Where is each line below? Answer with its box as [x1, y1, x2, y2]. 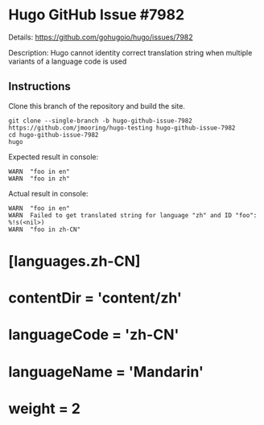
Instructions [8, 80, 71, 93]
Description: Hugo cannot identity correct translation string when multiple [8, 47, 253, 57]
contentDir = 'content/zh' [8, 289, 183, 307]
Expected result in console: [8, 151, 99, 162]
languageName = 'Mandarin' [8, 362, 204, 381]
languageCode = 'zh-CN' [8, 326, 179, 344]
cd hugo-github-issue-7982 [8, 130, 99, 138]
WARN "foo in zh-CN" [8, 225, 81, 233]
